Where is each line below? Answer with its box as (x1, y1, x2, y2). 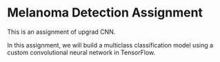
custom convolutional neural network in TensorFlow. (7, 48, 156, 56)
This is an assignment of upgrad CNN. (7, 28, 116, 36)
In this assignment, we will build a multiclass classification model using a (7, 41, 214, 49)
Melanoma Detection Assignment (7, 5, 203, 21)
